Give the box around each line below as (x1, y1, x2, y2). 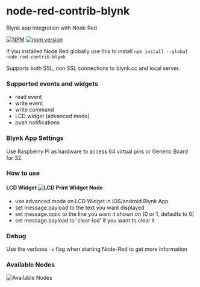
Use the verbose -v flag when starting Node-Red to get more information (6, 245, 188, 253)
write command (14, 106, 54, 113)
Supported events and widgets (6, 80, 98, 88)
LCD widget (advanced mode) (14, 113, 90, 120)
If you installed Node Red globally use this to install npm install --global (6, 47, 189, 55)
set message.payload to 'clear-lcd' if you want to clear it (14, 216, 155, 224)
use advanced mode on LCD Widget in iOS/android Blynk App (14, 197, 169, 204)
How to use (6, 169, 40, 177)
